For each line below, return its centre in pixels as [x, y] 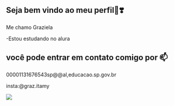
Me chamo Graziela [29, 27]
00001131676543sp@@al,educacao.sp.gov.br [61, 75]
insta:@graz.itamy [28, 86]
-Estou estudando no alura [38, 38]
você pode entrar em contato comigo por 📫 [87, 58]
